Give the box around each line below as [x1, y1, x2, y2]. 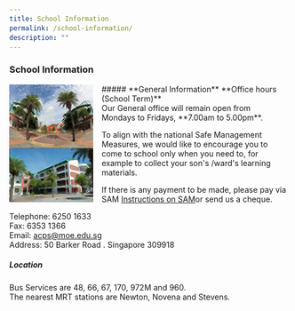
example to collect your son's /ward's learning [101, 157, 271, 168]
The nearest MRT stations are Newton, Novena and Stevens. [9, 291, 231, 302]
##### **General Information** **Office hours [101, 84, 277, 94]
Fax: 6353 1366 [9, 220, 67, 231]
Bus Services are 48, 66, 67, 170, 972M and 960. [9, 282, 187, 292]
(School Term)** [101, 93, 162, 104]
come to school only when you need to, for [101, 148, 259, 159]
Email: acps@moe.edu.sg [9, 229, 102, 240]
